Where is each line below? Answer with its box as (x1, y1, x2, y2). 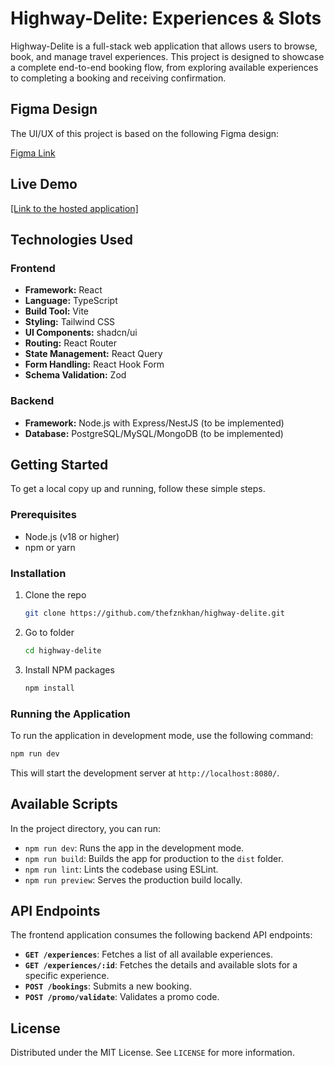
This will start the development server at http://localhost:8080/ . (10, 767, 280, 779)
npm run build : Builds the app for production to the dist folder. (24, 852, 284, 864)
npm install (24, 683, 75, 693)
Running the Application (10, 707, 131, 721)
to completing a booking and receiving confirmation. (10, 72, 227, 84)
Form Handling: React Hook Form (24, 358, 165, 371)
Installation (10, 566, 67, 580)
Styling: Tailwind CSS (24, 316, 116, 328)
